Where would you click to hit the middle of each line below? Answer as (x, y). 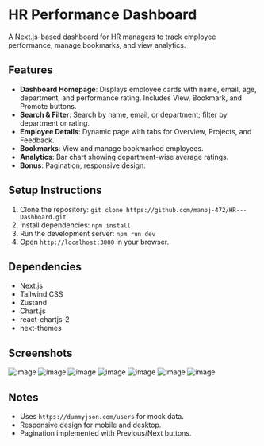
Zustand (33, 303)
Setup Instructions (55, 190)
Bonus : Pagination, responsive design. (83, 165)
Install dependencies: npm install (75, 225)
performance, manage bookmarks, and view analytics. (97, 45)
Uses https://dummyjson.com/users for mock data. (101, 416)
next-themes (40, 328)
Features (31, 70)
